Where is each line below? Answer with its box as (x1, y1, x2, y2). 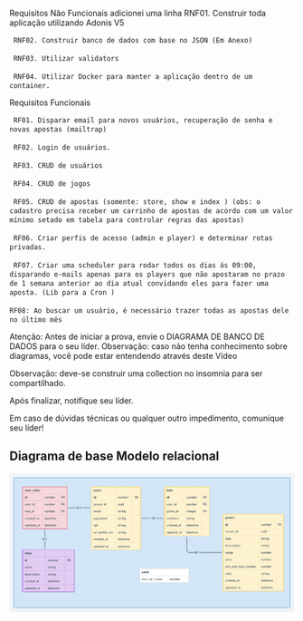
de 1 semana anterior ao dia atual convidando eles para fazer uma (9, 279, 270, 288)
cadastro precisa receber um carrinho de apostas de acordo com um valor (9, 207, 294, 216)
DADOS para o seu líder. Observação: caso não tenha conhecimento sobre (9, 341, 288, 352)
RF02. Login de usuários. (13, 143, 111, 152)
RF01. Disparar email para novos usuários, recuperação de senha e (13, 116, 273, 125)
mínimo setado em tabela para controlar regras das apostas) (9, 216, 245, 225)
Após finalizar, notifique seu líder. (9, 395, 134, 406)
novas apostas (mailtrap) (9, 125, 107, 134)
